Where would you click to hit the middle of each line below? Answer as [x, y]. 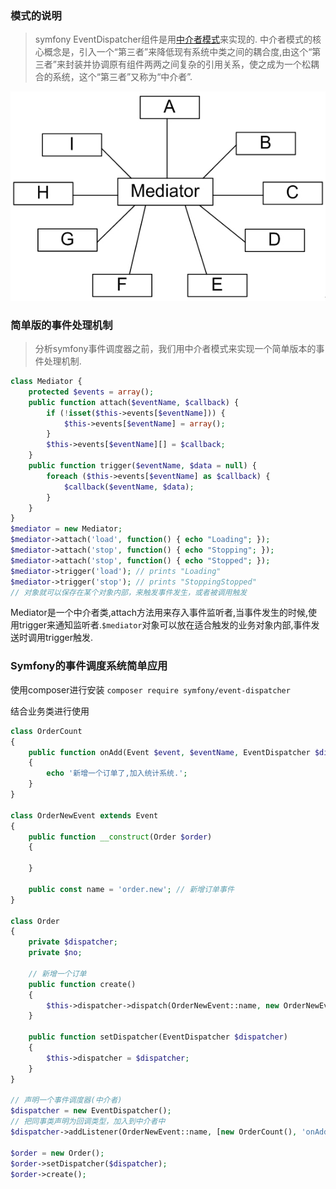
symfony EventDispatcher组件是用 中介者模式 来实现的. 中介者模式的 [173, 39]
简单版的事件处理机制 [61, 325]
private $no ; [55, 953]
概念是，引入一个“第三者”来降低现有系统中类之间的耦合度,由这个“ [178, 52]
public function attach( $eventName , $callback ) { [134, 402]
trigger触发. [69, 638]
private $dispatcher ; [73, 942]
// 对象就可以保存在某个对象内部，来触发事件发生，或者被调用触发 [129, 592]
